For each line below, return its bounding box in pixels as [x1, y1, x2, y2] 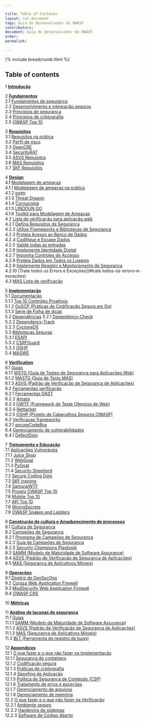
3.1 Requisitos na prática [5, 133, 54, 139]
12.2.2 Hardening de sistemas [5, 707, 65, 713]
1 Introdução [5, 84, 31, 89]
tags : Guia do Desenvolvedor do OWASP [5, 21, 84, 25]
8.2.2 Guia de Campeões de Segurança [5, 539, 84, 545]
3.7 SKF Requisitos [5, 165, 43, 171]
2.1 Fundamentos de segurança [5, 98, 68, 104]
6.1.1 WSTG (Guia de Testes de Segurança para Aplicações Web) [5, 370, 134, 375]
